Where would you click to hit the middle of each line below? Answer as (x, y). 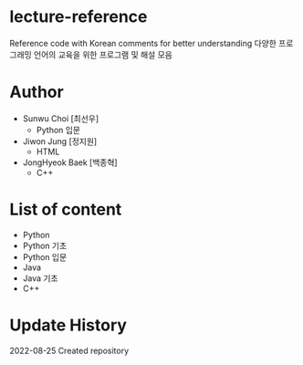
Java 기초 (40, 278)
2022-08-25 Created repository (69, 350)
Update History (68, 325)
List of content (66, 209)
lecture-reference (78, 17)
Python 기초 (45, 245)
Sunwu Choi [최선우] (61, 118)
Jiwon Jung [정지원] (60, 141)
